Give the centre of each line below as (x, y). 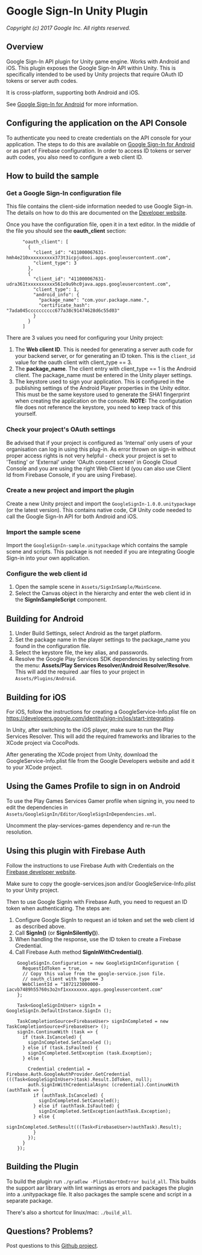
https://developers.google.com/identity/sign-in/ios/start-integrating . (91, 718)
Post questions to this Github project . (52, 1246)
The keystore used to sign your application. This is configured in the (99, 381)
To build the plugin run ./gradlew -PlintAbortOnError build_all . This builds (101, 1181)
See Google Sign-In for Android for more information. (72, 104)
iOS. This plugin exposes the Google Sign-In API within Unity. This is (91, 68)
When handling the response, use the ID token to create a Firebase (98, 939)
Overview (25, 47)
